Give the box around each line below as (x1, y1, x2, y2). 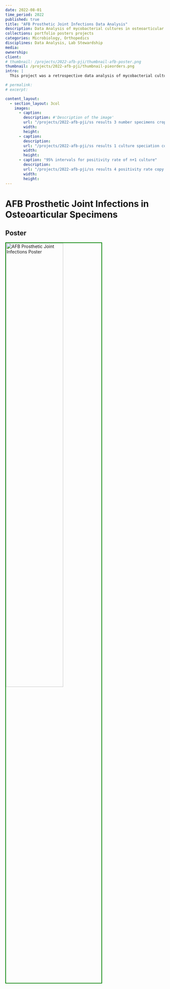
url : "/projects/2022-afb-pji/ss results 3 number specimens (23, 120, 155, 125)
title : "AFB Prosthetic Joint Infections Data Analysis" (5, 21, 128, 27)
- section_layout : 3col (10, 101, 60, 106)
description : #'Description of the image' (23, 115, 114, 120)
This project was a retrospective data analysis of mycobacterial (10, 73, 153, 78)
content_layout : (5, 96, 39, 101)
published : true (5, 17, 39, 22)
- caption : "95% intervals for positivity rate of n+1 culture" (18, 157, 157, 162)
